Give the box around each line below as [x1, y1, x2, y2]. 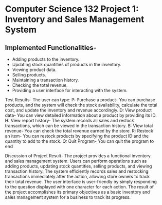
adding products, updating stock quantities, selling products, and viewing [5, 163, 152, 169]
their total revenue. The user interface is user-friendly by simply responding [5, 179, 157, 185]
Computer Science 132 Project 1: [5, 3, 139, 15]
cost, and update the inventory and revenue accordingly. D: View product [5, 107, 152, 113]
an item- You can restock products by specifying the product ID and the [5, 133, 149, 139]
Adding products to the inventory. [12, 56, 80, 62]
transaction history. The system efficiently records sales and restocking [5, 168, 148, 174]
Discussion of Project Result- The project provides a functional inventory [5, 153, 151, 159]
